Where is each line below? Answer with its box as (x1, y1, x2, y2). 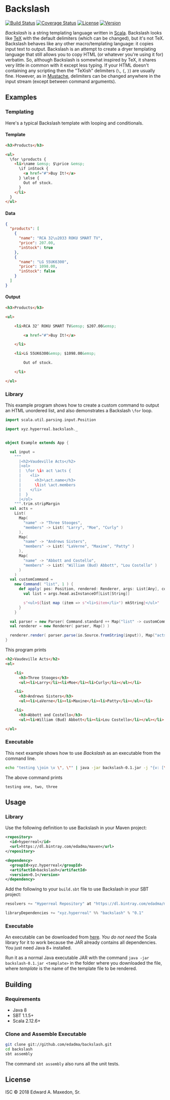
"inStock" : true (18, 245, 53, 250)
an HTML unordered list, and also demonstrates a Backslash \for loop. (5, 408, 153, 414)
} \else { (18, 176, 39, 181)
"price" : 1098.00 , (18, 264, 58, 269)
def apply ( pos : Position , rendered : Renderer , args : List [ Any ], (18, 587, 160, 592)
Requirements (5, 995, 41, 1002)
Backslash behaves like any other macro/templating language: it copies (5, 40, 154, 46)
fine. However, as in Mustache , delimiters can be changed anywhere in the (5, 73, 161, 79)
